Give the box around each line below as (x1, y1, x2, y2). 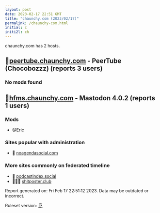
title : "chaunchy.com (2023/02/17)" (5, 16, 79, 21)
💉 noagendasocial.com (12, 150, 58, 156)
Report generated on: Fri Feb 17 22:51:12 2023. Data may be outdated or (5, 187, 149, 194)
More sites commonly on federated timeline (5, 162, 110, 169)
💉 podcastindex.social (12, 173, 57, 179)
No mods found (5, 79, 42, 86)
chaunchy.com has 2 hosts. (5, 43, 60, 48)
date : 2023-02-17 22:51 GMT (5, 12, 62, 16)
